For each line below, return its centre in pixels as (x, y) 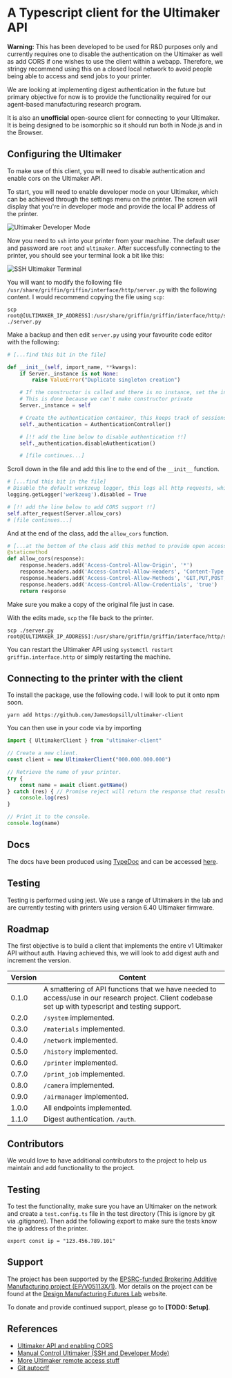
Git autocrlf (33, 1368)
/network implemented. (81, 1041)
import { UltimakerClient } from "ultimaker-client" (85, 741)
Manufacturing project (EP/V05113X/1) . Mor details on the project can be (110, 1286)
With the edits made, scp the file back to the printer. (80, 617)
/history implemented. (81, 1052)
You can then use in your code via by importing (74, 728)
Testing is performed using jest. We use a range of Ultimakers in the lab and (115, 900)
